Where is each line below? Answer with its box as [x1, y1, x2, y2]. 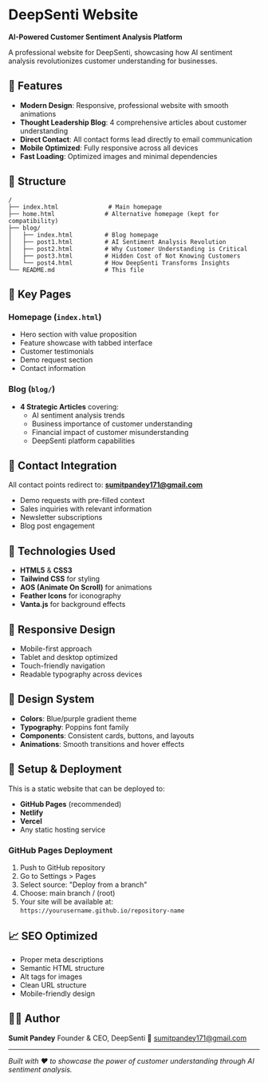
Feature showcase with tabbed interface [19, 338, 153, 348]
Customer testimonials [19, 346, 94, 357]
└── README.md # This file [8, 266, 145, 273]
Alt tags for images [19, 972, 83, 981]
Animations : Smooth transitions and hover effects [19, 739, 185, 749]
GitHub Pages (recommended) [19, 799, 122, 809]
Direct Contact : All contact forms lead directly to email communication [19, 134, 253, 144]
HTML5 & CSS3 [19, 565, 73, 575]
